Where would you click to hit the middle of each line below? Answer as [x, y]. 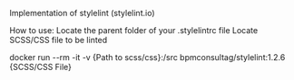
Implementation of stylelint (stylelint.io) [82, 13]
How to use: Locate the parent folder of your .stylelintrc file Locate [134, 30]
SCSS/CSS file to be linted [59, 40]
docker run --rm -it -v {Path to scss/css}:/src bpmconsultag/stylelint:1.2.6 [147, 57]
